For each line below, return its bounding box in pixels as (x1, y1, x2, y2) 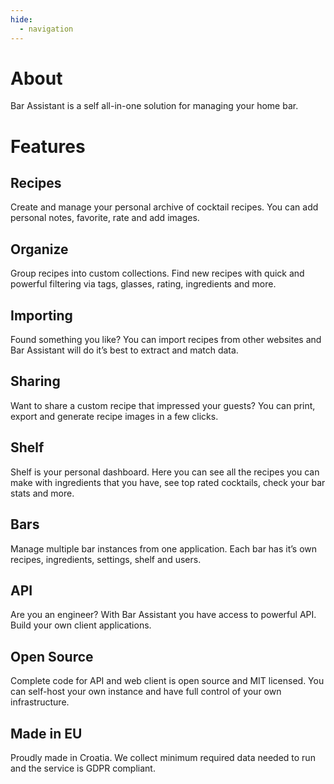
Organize (10, 241, 69, 258)
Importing (10, 307, 73, 324)
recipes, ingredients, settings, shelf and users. (10, 553, 202, 565)
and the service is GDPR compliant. (10, 762, 156, 774)
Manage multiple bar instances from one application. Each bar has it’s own (10, 542, 318, 555)
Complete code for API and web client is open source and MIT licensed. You (10, 675, 325, 687)
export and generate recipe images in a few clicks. (10, 410, 219, 422)
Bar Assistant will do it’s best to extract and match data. (10, 344, 239, 356)
